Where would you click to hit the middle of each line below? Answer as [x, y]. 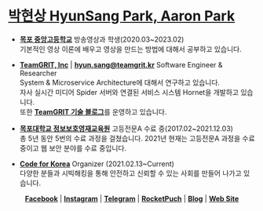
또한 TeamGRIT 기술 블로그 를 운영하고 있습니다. [93, 111]
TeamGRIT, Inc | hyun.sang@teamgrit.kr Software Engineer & [121, 64]
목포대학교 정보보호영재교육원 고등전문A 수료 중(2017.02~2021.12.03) [126, 128]
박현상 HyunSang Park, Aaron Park [122, 16]
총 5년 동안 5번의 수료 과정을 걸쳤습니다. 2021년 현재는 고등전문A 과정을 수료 [137, 138]
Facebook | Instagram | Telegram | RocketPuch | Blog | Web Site [132, 198]
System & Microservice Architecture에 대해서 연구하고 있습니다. [120, 82]
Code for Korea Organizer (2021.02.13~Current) [97, 164]
